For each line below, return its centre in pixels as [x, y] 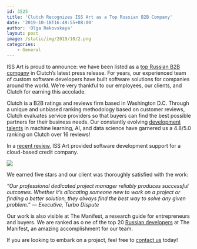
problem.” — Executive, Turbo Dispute [53, 204]
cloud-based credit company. [42, 152]
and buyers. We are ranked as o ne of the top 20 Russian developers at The [98, 222]
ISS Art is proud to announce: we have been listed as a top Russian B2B [94, 67]
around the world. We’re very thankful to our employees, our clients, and [94, 85]
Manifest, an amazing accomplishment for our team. [70, 228]
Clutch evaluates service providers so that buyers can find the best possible [99, 115]
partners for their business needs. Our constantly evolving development [94, 122]
